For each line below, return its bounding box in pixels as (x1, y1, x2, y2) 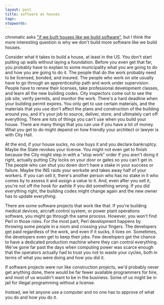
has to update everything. (5, 194, 57, 199)
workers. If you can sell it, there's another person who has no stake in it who (5, 173, 159, 178)
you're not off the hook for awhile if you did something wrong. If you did (5, 183, 150, 189)
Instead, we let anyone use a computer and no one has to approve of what (5, 289, 155, 295)
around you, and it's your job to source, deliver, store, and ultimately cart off (5, 111, 158, 117)
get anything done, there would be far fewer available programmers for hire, (5, 269, 158, 275)
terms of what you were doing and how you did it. (5, 255, 105, 261)
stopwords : (5, 21, 27, 26)
